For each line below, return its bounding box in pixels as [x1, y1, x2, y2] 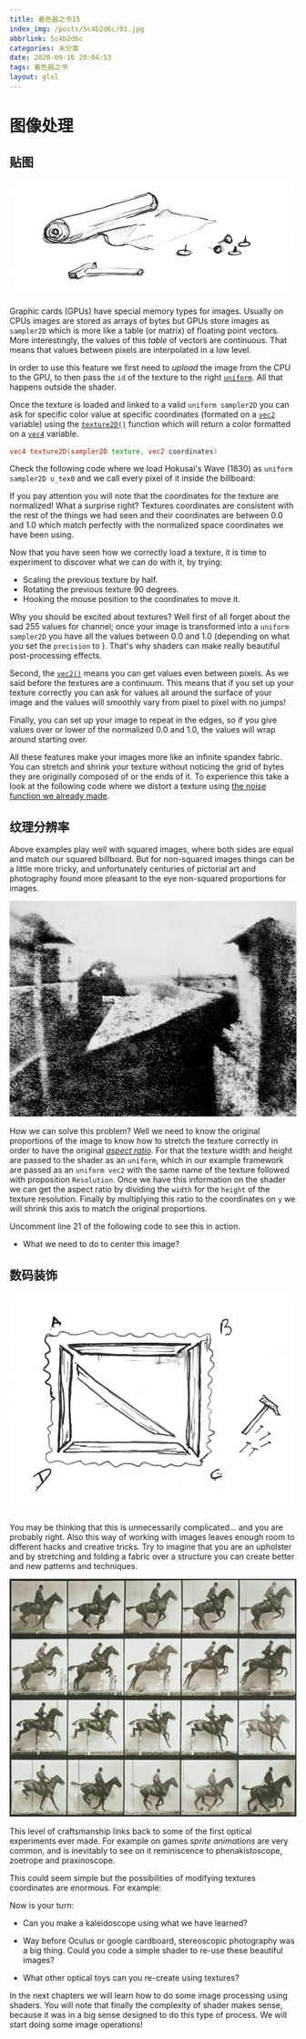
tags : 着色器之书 [9, 63, 68, 72]
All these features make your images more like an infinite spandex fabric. [9, 752, 282, 763]
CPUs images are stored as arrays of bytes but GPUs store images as [9, 315, 270, 326]
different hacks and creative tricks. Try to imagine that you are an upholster [9, 1542, 292, 1553]
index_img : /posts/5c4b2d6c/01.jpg [9, 24, 145, 34]
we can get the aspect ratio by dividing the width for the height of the [9, 1184, 270, 1195]
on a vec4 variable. [9, 428, 79, 439]
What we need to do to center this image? [22, 1239, 180, 1250]
